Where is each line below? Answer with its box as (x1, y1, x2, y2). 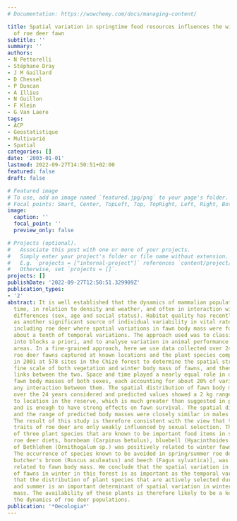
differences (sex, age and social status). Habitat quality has (13, 312, 207, 319)
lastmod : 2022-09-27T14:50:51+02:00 (7, 161, 115, 168)
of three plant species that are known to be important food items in (13, 430, 226, 437)
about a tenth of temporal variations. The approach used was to (13, 332, 210, 339)
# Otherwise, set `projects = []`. (7, 266, 119, 273)
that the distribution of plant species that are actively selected (13, 476, 219, 483)
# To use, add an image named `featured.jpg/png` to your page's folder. (7, 194, 229, 201)
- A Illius (7, 89, 39, 96)
